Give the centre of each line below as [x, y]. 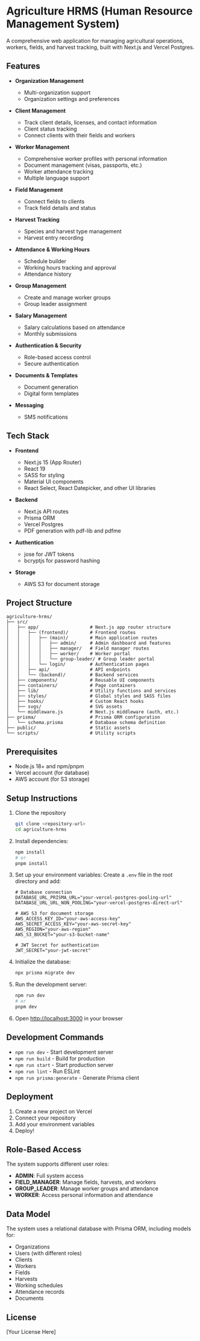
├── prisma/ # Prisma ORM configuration [83, 717]
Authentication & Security [48, 345]
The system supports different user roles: [58, 1164]
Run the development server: [51, 985]
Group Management [41, 285]
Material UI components [54, 481]
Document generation [51, 387]
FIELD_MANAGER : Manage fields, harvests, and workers [86, 1182]
